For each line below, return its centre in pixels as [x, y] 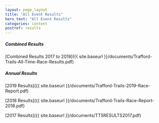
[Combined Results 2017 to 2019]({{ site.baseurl [54, 57]
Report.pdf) [17, 91]
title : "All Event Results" [34, 14]
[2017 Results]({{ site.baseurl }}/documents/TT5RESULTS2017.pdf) [73, 116]
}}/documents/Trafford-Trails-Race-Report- [110, 101]
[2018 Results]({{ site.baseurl [35, 101]
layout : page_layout [26, 10]
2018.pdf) [15, 106]
